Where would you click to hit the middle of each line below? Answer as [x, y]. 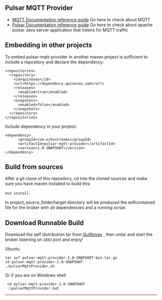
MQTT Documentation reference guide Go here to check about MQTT [81, 19]
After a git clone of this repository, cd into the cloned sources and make [76, 179]
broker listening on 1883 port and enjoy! [44, 240]
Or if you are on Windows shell [35, 275]
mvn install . [18, 193]
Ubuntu [13, 249]
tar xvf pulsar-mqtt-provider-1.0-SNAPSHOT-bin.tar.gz [61, 258]
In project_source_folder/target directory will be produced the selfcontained [80, 202]
